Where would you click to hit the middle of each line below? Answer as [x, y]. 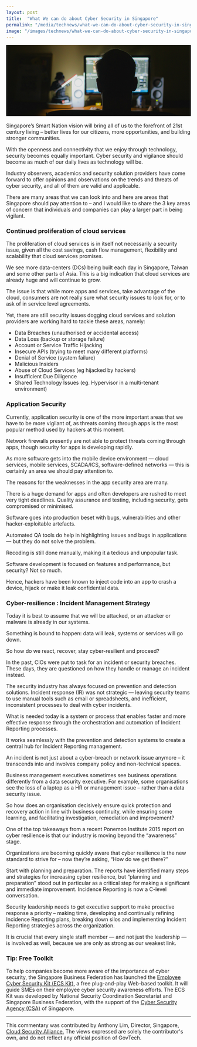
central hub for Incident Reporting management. [64, 746]
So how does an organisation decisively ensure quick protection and [89, 805]
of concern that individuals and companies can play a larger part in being [94, 210]
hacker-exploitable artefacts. [41, 523]
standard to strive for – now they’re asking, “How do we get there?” [87, 859]
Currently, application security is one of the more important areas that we [95, 417]
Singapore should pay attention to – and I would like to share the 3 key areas [98, 204]
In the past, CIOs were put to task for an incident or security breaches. [91, 662]
